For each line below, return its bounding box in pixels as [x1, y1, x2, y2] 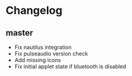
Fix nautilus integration [14, 43, 72, 51]
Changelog [5, 4, 63, 17]
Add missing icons [14, 57, 61, 63]
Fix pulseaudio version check [14, 50, 88, 57]
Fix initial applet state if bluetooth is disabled [14, 63, 127, 70]
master [5, 28, 33, 38]
